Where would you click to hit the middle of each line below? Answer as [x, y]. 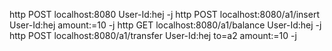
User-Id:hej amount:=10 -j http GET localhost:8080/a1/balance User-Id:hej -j [165, 25]
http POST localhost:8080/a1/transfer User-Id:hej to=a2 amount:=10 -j [153, 35]
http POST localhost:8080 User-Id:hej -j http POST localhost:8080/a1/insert [164, 14]
